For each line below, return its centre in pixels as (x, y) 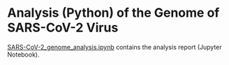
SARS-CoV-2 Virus (63, 28)
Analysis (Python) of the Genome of (113, 13)
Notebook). (23, 55)
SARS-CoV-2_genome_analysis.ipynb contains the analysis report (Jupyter (114, 47)
